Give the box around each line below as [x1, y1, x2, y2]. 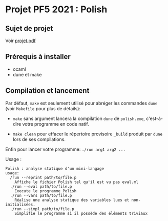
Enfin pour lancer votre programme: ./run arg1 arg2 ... [5, 146, 125, 152]
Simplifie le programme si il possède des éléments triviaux [14, 211, 148, 216]
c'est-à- [145, 115, 163, 122]
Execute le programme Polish [14, 188, 77, 193]
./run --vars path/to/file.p [10, 193, 72, 198]
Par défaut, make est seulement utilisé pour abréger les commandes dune [5, 100, 158, 106]
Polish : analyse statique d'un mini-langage [5, 166, 104, 171]
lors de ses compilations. [12, 136, 66, 142]
